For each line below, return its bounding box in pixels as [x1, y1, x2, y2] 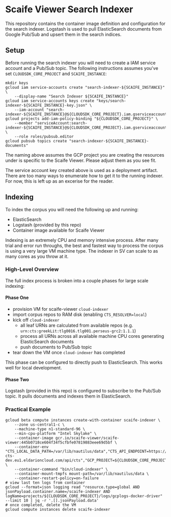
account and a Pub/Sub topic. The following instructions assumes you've [5, 65, 159, 71]
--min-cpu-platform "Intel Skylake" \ [14, 431, 97, 436]
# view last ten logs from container [5, 480, 85, 485]
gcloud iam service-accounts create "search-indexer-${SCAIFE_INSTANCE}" [5, 85, 165, 90]
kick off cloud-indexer [12, 317, 60, 323]
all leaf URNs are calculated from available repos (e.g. [20, 323, 133, 329]
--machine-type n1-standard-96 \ [14, 426, 85, 432]
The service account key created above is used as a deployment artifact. [5, 167, 158, 173]
